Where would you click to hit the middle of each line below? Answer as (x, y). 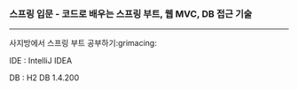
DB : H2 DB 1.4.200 (44, 78)
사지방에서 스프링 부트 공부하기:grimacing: (83, 43)
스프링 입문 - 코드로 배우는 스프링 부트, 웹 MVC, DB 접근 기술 (131, 13)
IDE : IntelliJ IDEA (41, 61)
